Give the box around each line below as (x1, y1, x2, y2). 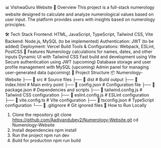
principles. (5, 22, 26, 27)
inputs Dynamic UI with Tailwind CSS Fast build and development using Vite (5, 54, 156, 60)
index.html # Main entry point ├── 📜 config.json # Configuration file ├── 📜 (5, 82, 155, 87)
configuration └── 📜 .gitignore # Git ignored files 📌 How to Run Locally (5, 102, 147, 108)
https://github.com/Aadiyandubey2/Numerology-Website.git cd (12, 117, 138, 123)
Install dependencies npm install (12, 127, 77, 133)
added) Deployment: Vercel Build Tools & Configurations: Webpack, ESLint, (5, 44, 155, 49)
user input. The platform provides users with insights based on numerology (5, 16, 155, 22)
